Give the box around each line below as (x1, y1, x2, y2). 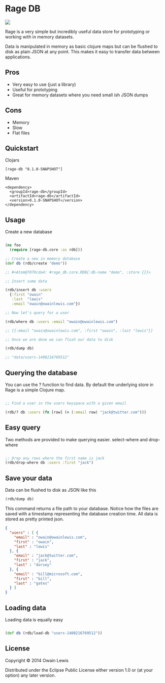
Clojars (5, 157, 20, 163)
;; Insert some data (5, 279, 48, 284)
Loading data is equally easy (5, 616, 63, 623)
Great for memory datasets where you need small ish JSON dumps (12, 92, 148, 98)
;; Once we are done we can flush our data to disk (5, 337, 113, 342)
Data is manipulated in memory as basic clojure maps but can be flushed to (5, 43, 158, 49)
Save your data (5, 474, 53, 482)
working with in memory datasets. (5, 34, 74, 40)
